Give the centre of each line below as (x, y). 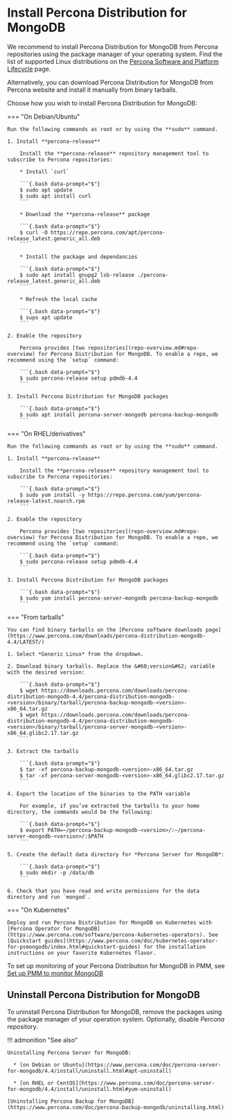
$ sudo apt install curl (55, 196)
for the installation (175, 947)
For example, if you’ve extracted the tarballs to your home (109, 806)
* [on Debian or (37, 1065)
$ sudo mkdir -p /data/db (57, 872)
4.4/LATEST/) (26, 642)
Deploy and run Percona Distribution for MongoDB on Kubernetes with (110, 922)
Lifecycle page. (29, 69)
